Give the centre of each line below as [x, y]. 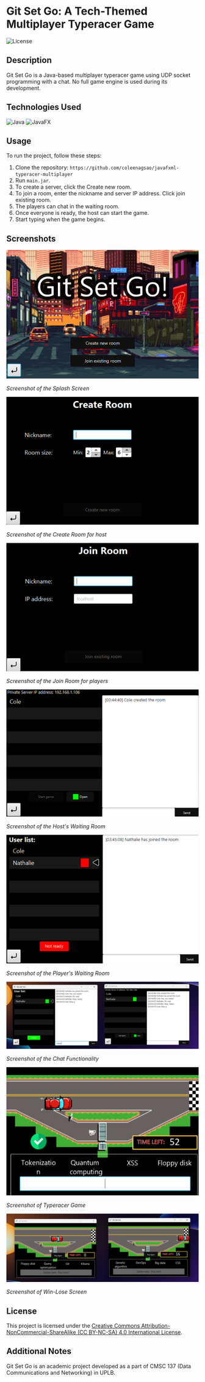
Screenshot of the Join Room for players [57, 681]
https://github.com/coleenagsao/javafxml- [124, 168]
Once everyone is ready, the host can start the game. [82, 213]
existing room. [33, 200]
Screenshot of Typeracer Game [46, 1205]
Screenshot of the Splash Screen [48, 388]
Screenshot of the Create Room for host [56, 534]
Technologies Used [44, 107]
